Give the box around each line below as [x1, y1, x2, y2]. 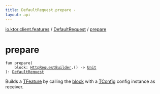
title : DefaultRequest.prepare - [5, 7, 76, 13]
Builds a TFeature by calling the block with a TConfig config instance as [5, 78, 155, 84]
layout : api [5, 12, 30, 17]
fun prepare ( [5, 60, 33, 66]
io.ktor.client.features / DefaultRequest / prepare [5, 26, 107, 32]
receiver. [5, 84, 24, 90]
